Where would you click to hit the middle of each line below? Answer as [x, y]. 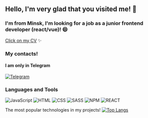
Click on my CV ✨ [23, 40]
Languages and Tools [32, 89]
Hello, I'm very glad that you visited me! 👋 [71, 9]
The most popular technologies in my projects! [53, 110]
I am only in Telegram [28, 66]
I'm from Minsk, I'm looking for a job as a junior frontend [74, 23]
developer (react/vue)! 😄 [37, 29]
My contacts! [22, 54]
